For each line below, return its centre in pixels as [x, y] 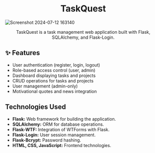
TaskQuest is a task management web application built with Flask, [83, 32]
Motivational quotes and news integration [54, 91]
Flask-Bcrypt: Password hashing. [47, 140]
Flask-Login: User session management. [54, 135]
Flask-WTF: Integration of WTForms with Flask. [61, 129]
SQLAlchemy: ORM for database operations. [58, 124]
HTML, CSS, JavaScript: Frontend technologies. [62, 145]
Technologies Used [35, 107]
